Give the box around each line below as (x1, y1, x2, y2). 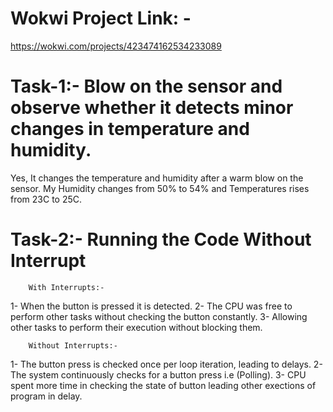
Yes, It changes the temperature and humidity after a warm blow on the (10, 172, 304, 184)
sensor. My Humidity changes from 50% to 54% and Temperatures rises (10, 182, 310, 194)
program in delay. (10, 390, 83, 402)
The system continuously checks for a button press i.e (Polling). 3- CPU (10, 368, 307, 381)
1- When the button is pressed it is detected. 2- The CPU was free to (10, 300, 293, 312)
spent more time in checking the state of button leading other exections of (10, 379, 317, 391)
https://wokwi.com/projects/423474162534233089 (10, 40, 222, 52)
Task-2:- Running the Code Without (10, 228, 312, 251)
